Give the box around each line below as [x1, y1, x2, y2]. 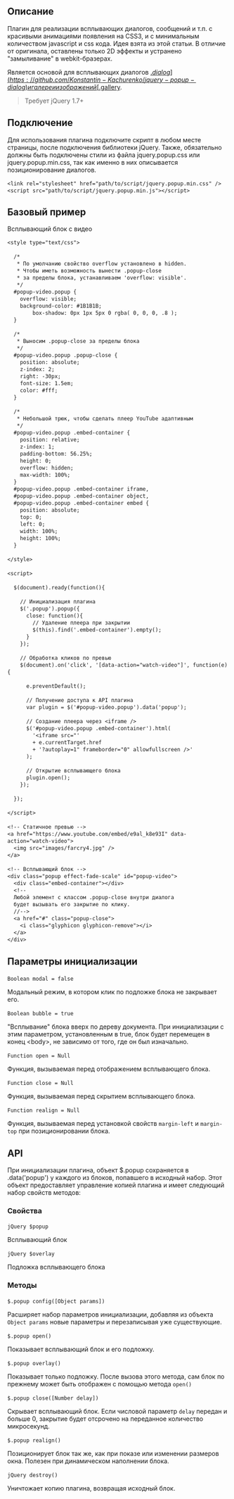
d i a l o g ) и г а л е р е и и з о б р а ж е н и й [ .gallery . [7, 82, 122, 91]
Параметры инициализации [7, 955, 138, 967]
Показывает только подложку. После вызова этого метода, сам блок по [7, 1372, 225, 1381]
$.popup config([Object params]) [7, 1298, 105, 1305]
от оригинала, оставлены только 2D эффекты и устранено [7, 46, 182, 55]
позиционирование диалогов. [7, 165, 97, 174]
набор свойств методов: [7, 1188, 81, 1197]
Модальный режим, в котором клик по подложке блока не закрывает [7, 988, 218, 996]
